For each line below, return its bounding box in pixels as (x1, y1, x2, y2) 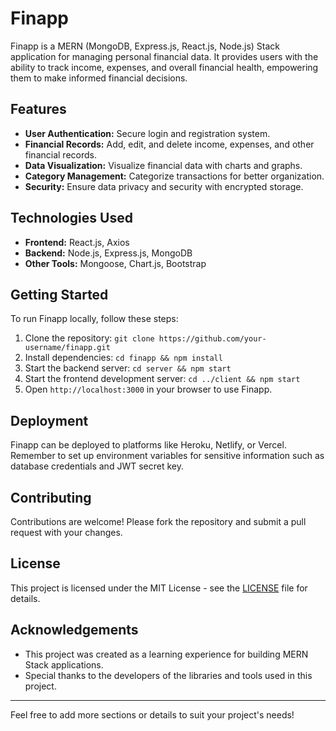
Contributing (10, 489, 92, 506)
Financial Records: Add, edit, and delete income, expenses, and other (24, 138, 315, 150)
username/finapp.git (24, 343, 111, 353)
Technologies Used (10, 210, 133, 227)
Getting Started (10, 286, 109, 303)
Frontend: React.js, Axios (24, 236, 130, 248)
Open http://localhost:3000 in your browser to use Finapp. (24, 383, 273, 396)
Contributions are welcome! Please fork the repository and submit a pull (10, 516, 307, 527)
